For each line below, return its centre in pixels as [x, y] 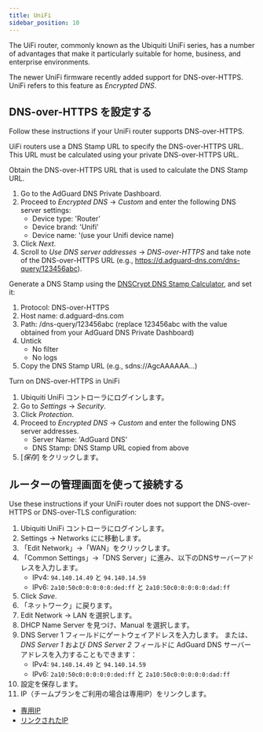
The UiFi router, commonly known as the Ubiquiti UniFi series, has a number [132, 45]
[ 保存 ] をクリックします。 [61, 457]
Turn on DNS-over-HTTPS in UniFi [64, 381]
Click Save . [38, 596]
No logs [45, 357]
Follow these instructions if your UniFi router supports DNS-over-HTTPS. [127, 131]
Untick [31, 341]
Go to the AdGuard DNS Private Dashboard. [91, 194]
